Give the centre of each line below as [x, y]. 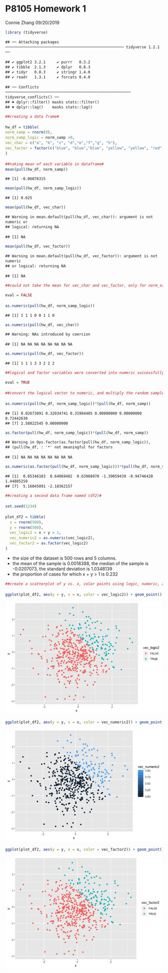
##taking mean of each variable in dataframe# [54, 164]
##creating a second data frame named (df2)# [53, 496]
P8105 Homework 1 [46, 9]
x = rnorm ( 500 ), [26, 522]
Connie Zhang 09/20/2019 [32, 23]
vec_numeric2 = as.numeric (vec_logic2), [52, 538]
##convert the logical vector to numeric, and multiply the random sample [85, 393]
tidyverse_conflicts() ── [32, 97]
